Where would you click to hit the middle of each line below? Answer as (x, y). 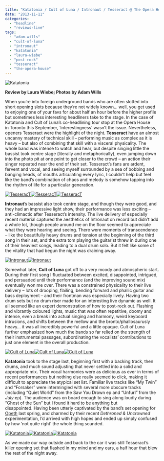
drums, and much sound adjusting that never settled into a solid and (73, 367)
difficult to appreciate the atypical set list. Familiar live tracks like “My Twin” (81, 382)
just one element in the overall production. (48, 342)
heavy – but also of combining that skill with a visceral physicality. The (76, 143)
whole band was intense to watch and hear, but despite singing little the (77, 148)
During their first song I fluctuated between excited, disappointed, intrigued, (81, 275)
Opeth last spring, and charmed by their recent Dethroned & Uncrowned (78, 413)
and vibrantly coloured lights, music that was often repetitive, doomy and (78, 311)
